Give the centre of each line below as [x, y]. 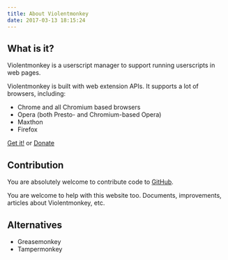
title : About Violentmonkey [48, 14]
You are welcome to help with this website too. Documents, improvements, [114, 196]
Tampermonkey [40, 249]
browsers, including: [37, 94]
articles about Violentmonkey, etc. [56, 203]
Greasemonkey [39, 241]
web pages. [24, 73]
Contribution [36, 165]
